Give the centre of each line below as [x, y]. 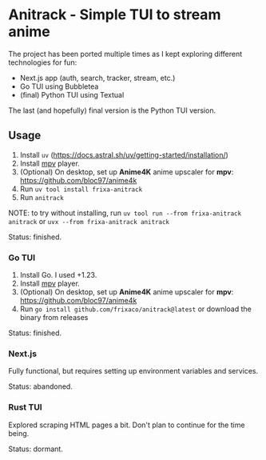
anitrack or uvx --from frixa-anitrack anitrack [89, 221]
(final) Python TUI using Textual [72, 94]
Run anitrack [42, 197]
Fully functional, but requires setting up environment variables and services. [133, 371]
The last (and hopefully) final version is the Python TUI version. [112, 110]
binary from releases [54, 318]
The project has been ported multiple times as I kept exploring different [125, 54]
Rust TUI [25, 407]
